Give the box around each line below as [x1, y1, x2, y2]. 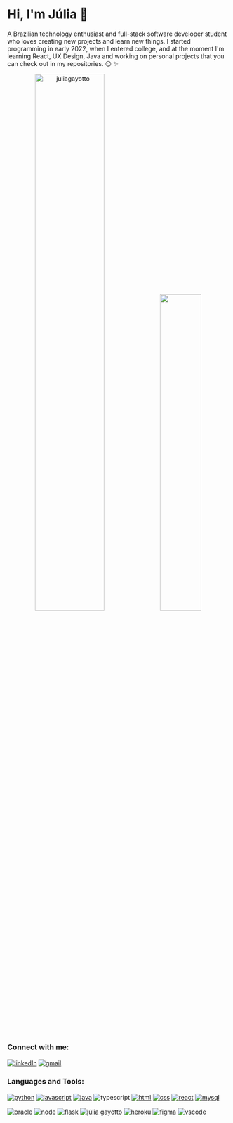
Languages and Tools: [7, 1076, 84, 1086]
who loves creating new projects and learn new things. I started [7, 37, 191, 45]
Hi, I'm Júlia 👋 [7, 6, 88, 22]
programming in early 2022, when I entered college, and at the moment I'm [7, 44, 225, 53]
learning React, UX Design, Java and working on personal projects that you [7, 52, 225, 60]
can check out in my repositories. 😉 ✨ [7, 59, 119, 67]
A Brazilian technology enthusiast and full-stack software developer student [7, 29, 227, 38]
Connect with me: [7, 1042, 69, 1052]
